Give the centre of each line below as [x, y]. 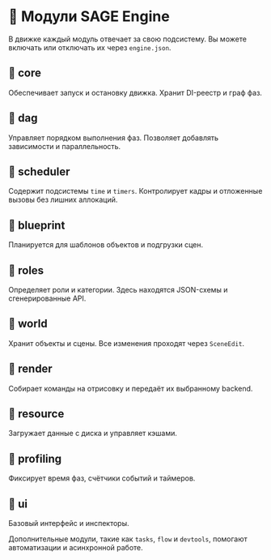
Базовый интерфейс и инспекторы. [69, 524]
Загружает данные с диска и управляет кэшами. [93, 434]
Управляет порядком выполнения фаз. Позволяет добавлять [114, 138]
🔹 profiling [35, 458]
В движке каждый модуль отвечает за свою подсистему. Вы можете [127, 39]
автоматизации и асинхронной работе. [76, 548]
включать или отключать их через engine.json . [90, 47]
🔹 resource [36, 414]
